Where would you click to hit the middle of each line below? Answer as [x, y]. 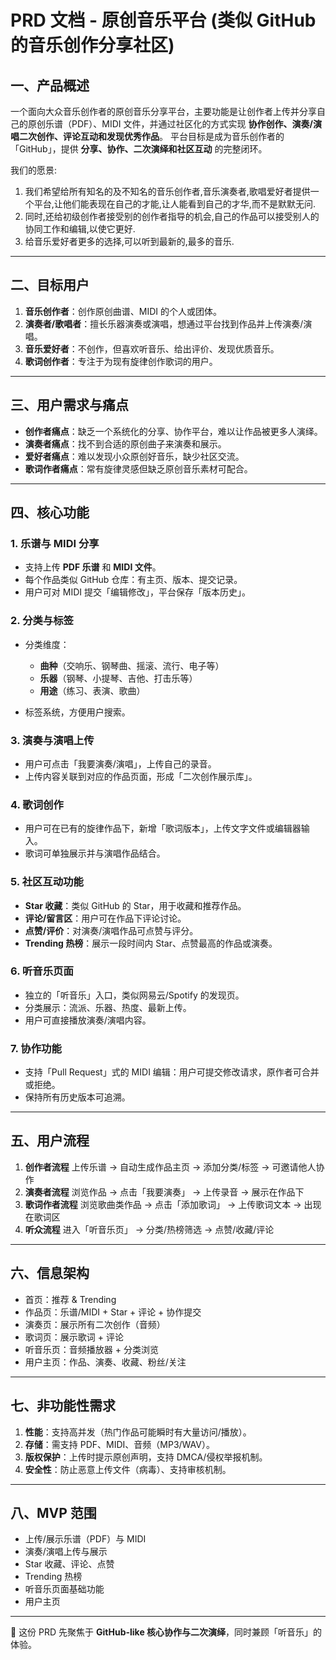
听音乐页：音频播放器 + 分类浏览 [91, 1349]
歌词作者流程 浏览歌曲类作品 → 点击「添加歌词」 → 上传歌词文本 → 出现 [173, 1204]
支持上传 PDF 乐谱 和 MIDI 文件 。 [93, 567]
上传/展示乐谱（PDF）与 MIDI [85, 1539]
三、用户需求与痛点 [69, 405]
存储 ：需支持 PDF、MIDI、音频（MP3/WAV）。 [119, 1444]
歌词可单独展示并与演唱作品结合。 [95, 853]
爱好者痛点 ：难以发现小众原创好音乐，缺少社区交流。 [134, 456]
